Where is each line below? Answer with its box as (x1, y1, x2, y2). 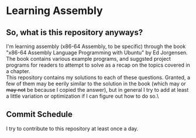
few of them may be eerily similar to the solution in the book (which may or (6, 80, 186, 87)
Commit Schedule (6, 109, 73, 119)
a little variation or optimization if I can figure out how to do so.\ (6, 92, 159, 99)
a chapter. (6, 68, 30, 74)
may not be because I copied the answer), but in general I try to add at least (6, 87, 189, 93)
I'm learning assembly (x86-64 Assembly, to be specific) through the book (6, 43, 186, 50)
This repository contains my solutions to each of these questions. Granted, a (6, 74, 190, 81)
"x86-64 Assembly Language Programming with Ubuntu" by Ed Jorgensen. (6, 49, 188, 56)
